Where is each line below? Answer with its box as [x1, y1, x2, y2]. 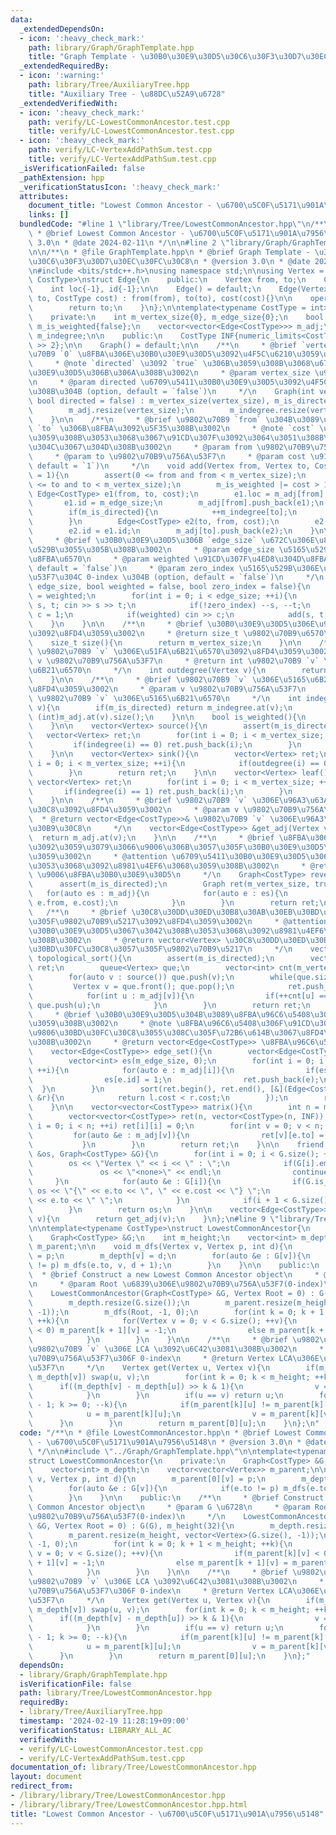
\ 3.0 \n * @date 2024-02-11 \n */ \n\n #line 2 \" [28, 237, 230, 248]
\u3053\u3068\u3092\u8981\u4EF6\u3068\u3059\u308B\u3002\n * [28, 861, 307, 871]
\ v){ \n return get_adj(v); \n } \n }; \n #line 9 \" [28, 1214, 280, 1224]
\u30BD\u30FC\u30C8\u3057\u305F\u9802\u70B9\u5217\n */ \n [28, 944, 293, 955]
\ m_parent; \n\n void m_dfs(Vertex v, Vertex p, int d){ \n [28, 1242, 293, 1252]
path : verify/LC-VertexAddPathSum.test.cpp [28, 145, 213, 155]
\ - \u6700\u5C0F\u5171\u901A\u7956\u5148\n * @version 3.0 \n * [28, 1437, 302, 1447]
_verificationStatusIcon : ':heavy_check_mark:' [19, 182, 222, 192]
